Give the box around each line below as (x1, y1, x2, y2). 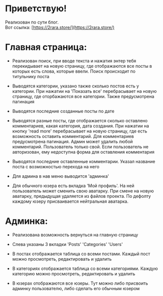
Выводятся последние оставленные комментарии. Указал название (12, 158, 156, 164)
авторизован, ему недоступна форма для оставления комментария (12, 149, 155, 155)
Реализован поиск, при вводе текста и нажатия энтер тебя (12, 57, 136, 64)
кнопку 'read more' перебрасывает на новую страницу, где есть (12, 128, 147, 134)
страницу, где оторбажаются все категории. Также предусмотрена (12, 93, 155, 99)
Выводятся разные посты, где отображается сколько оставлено (12, 117, 148, 123)
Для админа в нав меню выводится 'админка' (12, 173, 109, 179)
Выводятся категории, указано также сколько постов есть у (12, 83, 139, 89)
